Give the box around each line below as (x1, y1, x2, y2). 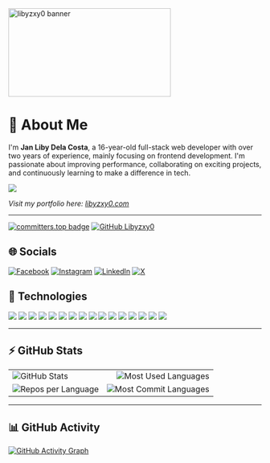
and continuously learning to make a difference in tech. (8, 168, 191, 178)
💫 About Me (8, 116, 88, 134)
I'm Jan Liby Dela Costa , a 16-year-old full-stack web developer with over (8, 142, 253, 152)
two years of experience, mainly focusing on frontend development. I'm (8, 150, 245, 160)
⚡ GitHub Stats (8, 343, 83, 357)
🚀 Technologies (8, 289, 88, 304)
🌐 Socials (8, 245, 58, 259)
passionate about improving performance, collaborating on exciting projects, (8, 159, 262, 169)
